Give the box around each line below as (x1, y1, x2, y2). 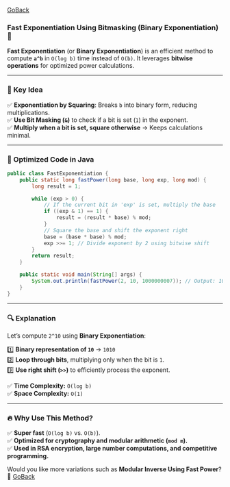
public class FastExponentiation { (7, 170, 109, 177)
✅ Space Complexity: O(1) (7, 389, 84, 397)
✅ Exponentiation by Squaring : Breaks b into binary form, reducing (7, 101, 197, 109)
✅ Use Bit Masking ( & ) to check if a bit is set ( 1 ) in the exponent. (7, 116, 188, 124)
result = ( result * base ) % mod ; (55, 214, 152, 221)
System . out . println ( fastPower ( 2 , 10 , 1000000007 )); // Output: (31, 277, 216, 285)
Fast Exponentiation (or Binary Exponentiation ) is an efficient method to (7, 47, 214, 55)
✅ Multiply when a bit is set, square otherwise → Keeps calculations (7, 123, 203, 132)
